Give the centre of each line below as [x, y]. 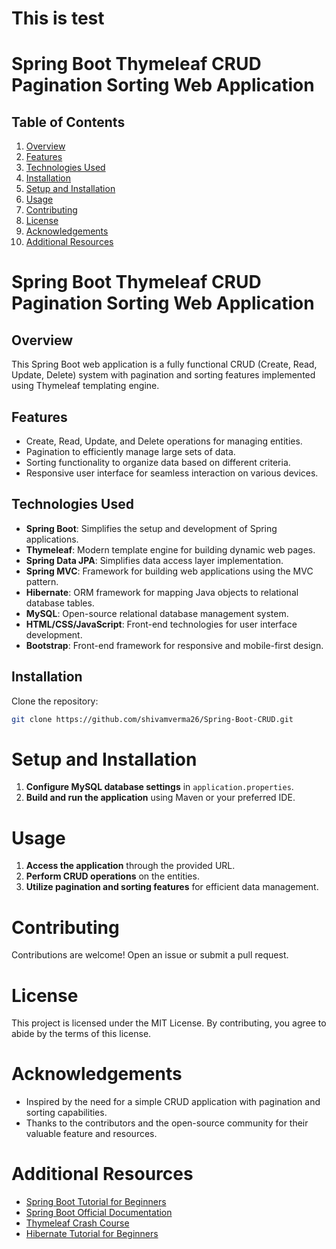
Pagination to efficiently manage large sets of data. [130, 451]
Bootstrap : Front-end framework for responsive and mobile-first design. [174, 645]
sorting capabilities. [66, 1113]
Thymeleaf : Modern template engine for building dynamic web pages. [170, 549]
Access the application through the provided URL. [130, 866]
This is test [58, 18]
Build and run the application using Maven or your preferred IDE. [160, 798]
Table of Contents [68, 122]
